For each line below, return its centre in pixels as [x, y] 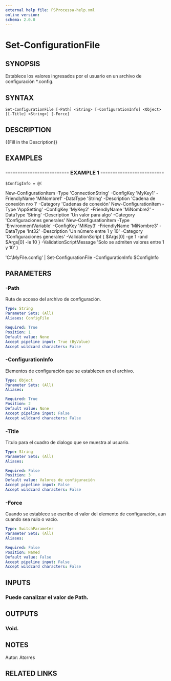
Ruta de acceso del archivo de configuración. [53, 299]
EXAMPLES [24, 158]
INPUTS [18, 583]
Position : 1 [18, 332]
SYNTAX [20, 98]
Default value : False [28, 557]
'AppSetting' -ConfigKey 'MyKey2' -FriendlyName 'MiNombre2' [84, 209]
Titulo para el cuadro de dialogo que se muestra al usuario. [67, 442]
